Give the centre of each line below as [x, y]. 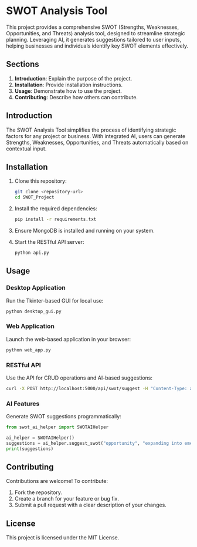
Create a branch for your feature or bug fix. [67, 499]
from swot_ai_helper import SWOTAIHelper [57, 427]
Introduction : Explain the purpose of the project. [73, 78]
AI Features [23, 404]
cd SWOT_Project [34, 197]
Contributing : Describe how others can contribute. [76, 97]
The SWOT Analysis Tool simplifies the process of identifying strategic [91, 130]
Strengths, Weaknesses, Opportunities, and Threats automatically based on [97, 142]
